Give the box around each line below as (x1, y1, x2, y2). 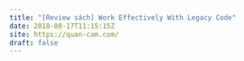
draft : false (9, 38, 59, 48)
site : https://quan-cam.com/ (9, 30, 119, 39)
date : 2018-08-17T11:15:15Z (9, 22, 116, 30)
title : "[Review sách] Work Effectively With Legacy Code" (9, 13, 237, 22)
